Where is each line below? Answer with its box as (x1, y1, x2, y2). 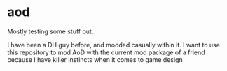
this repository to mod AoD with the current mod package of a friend (7, 48, 205, 56)
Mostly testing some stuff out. (7, 27, 94, 35)
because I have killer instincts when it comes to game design (7, 55, 184, 63)
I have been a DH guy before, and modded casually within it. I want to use (7, 40, 221, 49)
